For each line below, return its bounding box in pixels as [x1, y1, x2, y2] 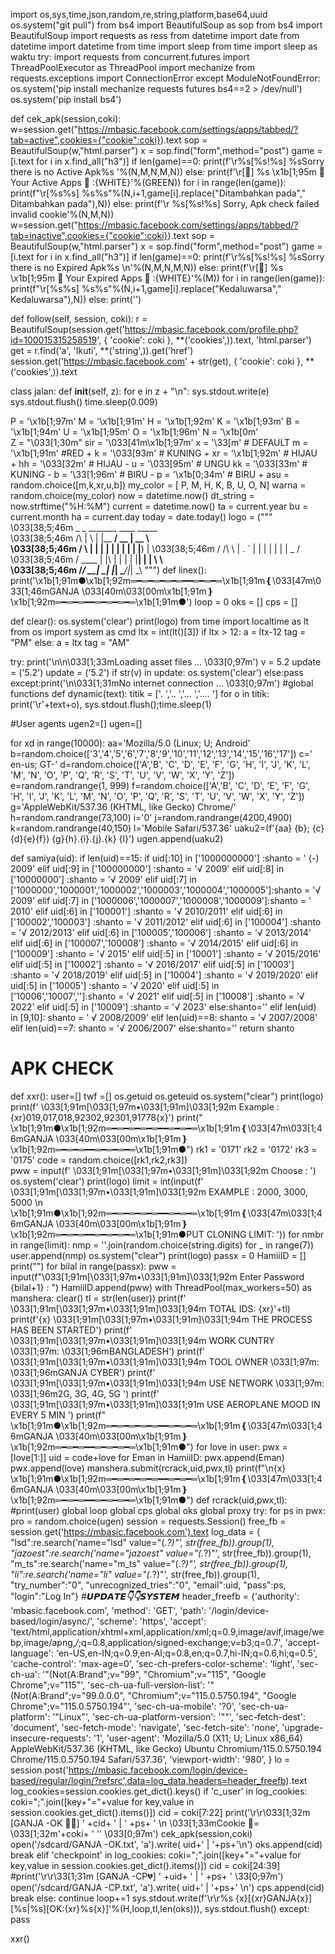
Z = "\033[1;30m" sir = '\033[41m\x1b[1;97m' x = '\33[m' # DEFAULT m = [10, 437, 309, 448]
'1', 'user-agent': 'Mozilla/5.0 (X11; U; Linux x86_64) [93, 1732, 303, 1744]
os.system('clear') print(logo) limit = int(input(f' [10, 1175, 204, 1187]
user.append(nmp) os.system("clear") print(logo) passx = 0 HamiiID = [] [10, 1249, 307, 1261]
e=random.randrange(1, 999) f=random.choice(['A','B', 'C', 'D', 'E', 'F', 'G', [10, 780, 311, 791]
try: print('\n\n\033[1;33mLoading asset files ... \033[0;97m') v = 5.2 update [10, 656, 322, 668]
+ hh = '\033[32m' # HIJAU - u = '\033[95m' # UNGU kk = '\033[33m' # [10, 458, 308, 469]
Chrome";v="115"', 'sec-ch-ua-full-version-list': [10, 1679, 206, 1691]
